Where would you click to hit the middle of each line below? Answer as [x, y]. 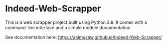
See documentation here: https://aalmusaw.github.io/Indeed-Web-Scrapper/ [83, 37]
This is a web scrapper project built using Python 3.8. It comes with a [76, 22]
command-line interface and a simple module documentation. [69, 27]
